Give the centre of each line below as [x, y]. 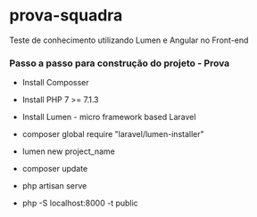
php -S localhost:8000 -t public [80, 203]
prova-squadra [66, 16]
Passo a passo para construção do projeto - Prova [120, 63]
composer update [55, 169]
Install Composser [55, 83]
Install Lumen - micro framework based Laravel [109, 117]
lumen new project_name [69, 151]
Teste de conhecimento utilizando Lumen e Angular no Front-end [129, 40]
